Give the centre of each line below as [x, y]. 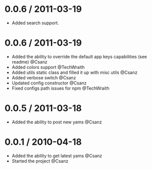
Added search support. [35, 23]
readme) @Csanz [29, 62]
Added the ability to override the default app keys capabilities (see [79, 56]
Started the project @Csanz [40, 161]
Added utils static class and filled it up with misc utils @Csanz [75, 72]
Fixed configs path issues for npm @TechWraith [60, 88]
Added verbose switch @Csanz [44, 77]
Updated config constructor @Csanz [49, 83]
